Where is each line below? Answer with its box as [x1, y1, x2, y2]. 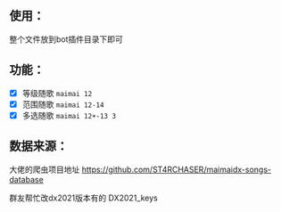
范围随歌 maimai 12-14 [21, 99, 104, 110]
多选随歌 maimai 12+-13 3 [21, 110, 117, 120]
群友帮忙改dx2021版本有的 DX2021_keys [9, 192, 158, 203]
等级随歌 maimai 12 [21, 87, 93, 98]
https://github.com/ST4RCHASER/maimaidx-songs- [81, 164, 272, 175]
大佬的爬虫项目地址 [9, 164, 80, 175]
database [9, 174, 45, 184]
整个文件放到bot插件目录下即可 [9, 34, 123, 45]
